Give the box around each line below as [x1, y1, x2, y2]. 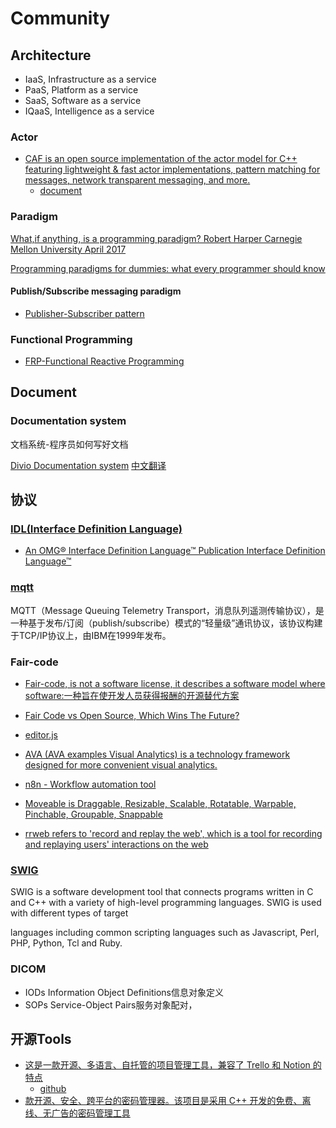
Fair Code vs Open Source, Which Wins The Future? [24, 710, 240, 722]
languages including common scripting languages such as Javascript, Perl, [10, 927, 320, 939]
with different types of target [10, 907, 129, 919]
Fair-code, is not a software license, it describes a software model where [24, 678, 326, 690]
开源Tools [10, 1031, 72, 1048]
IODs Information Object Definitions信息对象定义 [24, 986, 224, 998]
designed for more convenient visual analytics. [24, 759, 218, 771]
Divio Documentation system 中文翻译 [10, 459, 167, 471]
